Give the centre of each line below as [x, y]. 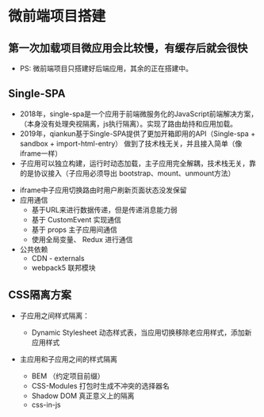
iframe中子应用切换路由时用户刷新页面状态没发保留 [103, 190]
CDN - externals [58, 258]
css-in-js [46, 404]
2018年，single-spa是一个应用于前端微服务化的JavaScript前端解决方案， [139, 114]
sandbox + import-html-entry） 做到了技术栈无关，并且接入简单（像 [131, 143]
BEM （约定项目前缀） [68, 376]
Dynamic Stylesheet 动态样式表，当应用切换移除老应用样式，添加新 [142, 332]
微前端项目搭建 [57, 16]
